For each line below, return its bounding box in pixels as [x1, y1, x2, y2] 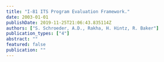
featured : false [6, 42, 46, 48]
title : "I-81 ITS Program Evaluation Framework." [6, 8, 130, 15]
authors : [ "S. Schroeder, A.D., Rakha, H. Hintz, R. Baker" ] [6, 25, 159, 31]
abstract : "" [6, 36, 38, 42]
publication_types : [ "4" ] [6, 31, 69, 37]
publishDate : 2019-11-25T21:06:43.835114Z [6, 19, 112, 25]
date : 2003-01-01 [6, 14, 49, 20]
